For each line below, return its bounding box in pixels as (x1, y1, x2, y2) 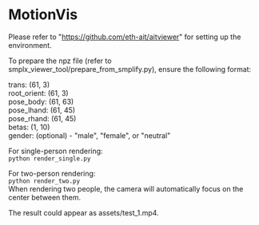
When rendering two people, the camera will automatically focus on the (8, 184, 244, 193)
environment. (8, 40, 52, 49)
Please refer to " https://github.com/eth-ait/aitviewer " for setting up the (8, 32, 241, 41)
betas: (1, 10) (8, 122, 50, 132)
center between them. (8, 192, 82, 202)
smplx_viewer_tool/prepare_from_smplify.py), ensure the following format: (8, 64, 252, 73)
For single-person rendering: (8, 146, 103, 156)
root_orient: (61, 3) (8, 88, 70, 97)
